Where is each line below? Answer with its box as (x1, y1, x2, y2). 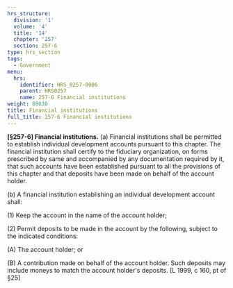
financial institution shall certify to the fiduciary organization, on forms (7, 147, 209, 155)
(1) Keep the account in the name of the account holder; (7, 211, 167, 219)
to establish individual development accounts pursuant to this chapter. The (7, 139, 221, 148)
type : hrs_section (7, 49, 61, 56)
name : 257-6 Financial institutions (19, 94, 127, 101)
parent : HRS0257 (19, 87, 67, 94)
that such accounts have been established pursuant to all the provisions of (7, 162, 221, 170)
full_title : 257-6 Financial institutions (7, 113, 132, 120)
